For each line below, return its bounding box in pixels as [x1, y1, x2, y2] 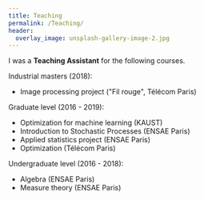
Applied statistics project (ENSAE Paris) [19, 135, 150, 145]
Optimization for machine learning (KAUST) [19, 118, 163, 128]
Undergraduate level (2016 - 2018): [8, 159, 124, 169]
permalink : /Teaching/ [8, 19, 84, 27]
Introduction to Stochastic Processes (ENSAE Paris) [19, 126, 190, 136]
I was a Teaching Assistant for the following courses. [8, 56, 186, 66]
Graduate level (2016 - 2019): [8, 102, 105, 112]
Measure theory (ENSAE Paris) [19, 183, 122, 193]
